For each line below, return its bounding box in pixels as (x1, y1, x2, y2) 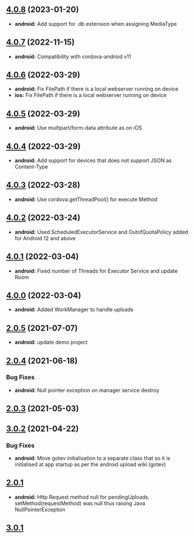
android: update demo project (14, 339, 88, 346)
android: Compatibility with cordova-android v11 (14, 53, 131, 60)
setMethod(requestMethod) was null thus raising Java (14, 499, 145, 507)
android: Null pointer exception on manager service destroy (14, 386, 160, 394)
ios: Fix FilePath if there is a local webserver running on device (14, 92, 167, 99)
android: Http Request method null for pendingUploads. (14, 493, 150, 500)
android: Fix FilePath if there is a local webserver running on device (14, 85, 179, 93)
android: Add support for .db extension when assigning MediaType (14, 20, 177, 27)
